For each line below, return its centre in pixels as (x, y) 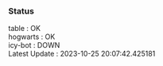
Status (21, 11)
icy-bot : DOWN (34, 45)
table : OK (25, 29)
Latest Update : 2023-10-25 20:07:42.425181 (82, 54)
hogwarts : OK (32, 37)
